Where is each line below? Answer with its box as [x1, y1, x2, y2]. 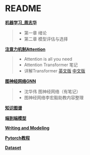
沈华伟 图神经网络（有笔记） [24, 88, 81, 94]
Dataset [5, 144, 21, 151]
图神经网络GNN [5, 78, 36, 84]
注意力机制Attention [5, 46, 46, 52]
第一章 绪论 [24, 30, 47, 35]
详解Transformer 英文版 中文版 [24, 68, 86, 73]
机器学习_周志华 [5, 19, 37, 25]
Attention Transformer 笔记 [24, 62, 78, 68]
